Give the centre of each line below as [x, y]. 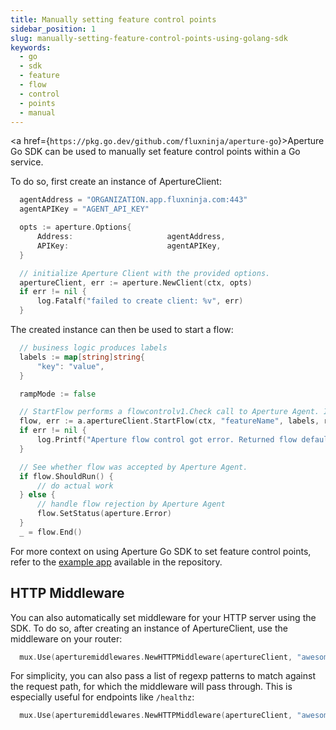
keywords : [31, 47]
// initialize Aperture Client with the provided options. [145, 273]
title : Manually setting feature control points [113, 19]
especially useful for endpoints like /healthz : [102, 697]
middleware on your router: [66, 638]
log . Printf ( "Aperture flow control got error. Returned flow [167, 440]
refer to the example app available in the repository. [116, 562]
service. [27, 162]
